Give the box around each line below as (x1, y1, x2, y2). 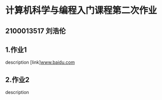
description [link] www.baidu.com (5, 59, 75, 65)
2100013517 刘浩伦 (5, 27, 66, 35)
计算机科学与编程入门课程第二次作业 (5, 5, 157, 16)
